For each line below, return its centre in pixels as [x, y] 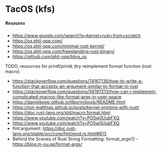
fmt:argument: [27, 128]
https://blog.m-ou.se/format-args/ [47, 144]
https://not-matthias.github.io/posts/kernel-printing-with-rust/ [76, 107]
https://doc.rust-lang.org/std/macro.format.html [61, 113]
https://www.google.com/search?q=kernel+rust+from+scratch [76, 36]
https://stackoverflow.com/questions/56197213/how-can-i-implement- [84, 92]
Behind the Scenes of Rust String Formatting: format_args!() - [75, 139]
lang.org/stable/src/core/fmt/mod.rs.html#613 [59, 134]
